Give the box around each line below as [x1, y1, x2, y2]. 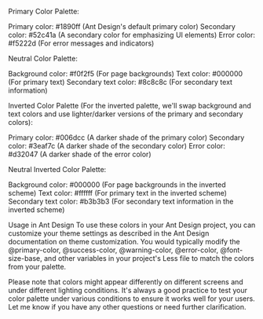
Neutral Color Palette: [8, 54, 79, 63]
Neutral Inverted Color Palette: [8, 165, 107, 174]
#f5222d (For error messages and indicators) [8, 38, 155, 48]
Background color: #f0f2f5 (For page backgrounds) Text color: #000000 [8, 69, 243, 78]
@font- [220, 245, 243, 255]
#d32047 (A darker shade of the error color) [8, 149, 152, 159]
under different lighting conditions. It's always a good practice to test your [8, 286, 247, 295]
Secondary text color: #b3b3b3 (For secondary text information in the [8, 196, 234, 206]
